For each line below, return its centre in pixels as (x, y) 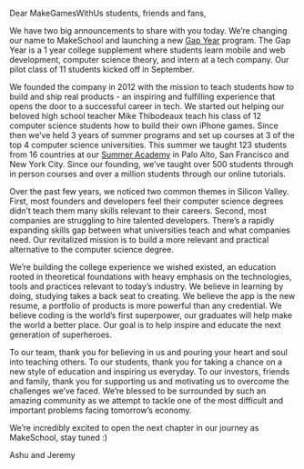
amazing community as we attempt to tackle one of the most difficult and (147, 400)
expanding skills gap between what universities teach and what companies (150, 230)
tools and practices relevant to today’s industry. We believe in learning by (147, 286)
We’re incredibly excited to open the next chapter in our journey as (134, 428)
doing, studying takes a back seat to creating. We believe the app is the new (152, 296)
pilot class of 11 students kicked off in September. (102, 69)
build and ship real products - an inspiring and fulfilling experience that (142, 96)
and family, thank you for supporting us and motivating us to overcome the (149, 381)
